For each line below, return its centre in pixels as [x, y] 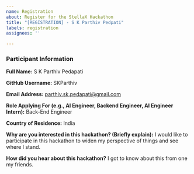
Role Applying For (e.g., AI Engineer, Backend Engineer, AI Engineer [90, 105]
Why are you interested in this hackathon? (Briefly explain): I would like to [97, 135]
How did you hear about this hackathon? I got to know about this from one [97, 158]
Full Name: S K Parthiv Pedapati [45, 71]
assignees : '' [23, 33]
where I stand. [23, 147]
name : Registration [30, 11]
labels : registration [32, 28]
